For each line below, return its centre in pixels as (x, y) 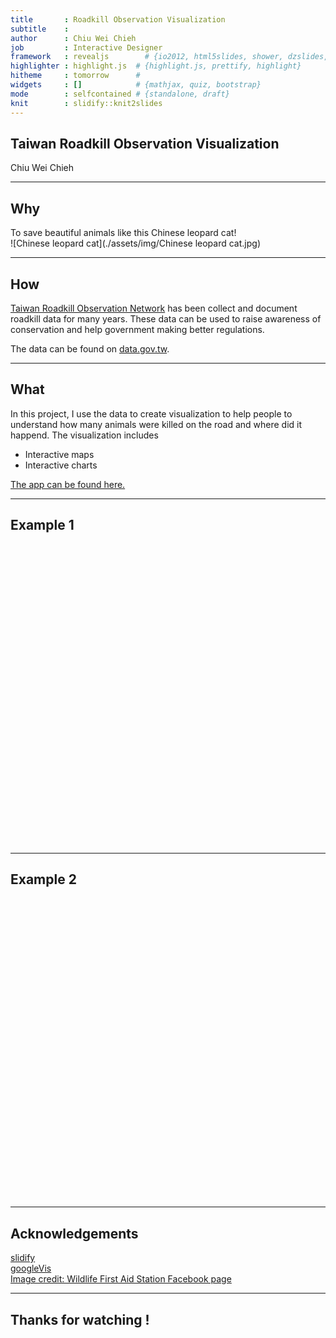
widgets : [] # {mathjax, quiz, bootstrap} (136, 85)
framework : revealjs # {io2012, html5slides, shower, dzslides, (169, 57)
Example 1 (42, 525)
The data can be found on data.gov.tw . (90, 348)
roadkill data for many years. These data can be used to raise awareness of (166, 318)
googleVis (31, 1268)
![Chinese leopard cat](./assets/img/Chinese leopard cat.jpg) (135, 243)
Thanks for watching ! (80, 1319)
